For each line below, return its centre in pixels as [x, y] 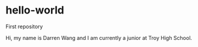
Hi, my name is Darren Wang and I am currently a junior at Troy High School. [99, 38]
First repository [24, 26]
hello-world [35, 10]
